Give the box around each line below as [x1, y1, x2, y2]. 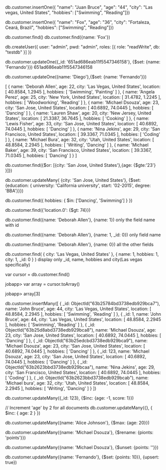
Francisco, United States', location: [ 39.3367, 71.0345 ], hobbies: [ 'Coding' [5, 131, 161, 137]
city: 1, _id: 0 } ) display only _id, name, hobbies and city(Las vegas [5, 257, 143, 262]
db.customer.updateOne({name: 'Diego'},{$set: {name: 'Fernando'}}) [5, 74, 147, 79]
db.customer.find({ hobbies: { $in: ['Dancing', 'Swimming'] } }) [5, 197, 133, 203]
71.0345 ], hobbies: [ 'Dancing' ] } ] [5, 152, 77, 158]
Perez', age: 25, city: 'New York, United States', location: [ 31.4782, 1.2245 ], [5, 94, 162, 100]
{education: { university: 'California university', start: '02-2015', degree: [5, 182, 151, 188]
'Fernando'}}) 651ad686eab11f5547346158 [5, 64, 93, 70]
